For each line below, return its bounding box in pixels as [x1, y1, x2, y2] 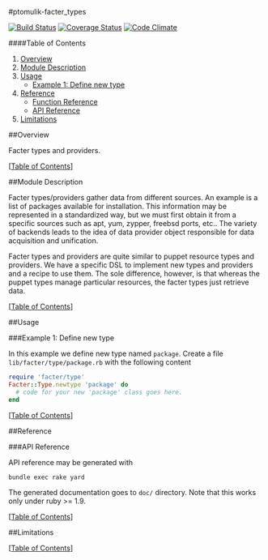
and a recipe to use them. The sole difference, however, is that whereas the [8, 269, 261, 278]
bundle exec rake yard [8, 473, 85, 481]
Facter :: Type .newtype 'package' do [8, 380, 129, 388]
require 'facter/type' [8, 373, 85, 381]
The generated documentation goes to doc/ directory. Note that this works [8, 487, 257, 497]
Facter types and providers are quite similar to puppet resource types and [8, 251, 255, 261]
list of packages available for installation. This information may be [8, 202, 228, 211]
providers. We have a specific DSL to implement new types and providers [8, 260, 253, 270]
